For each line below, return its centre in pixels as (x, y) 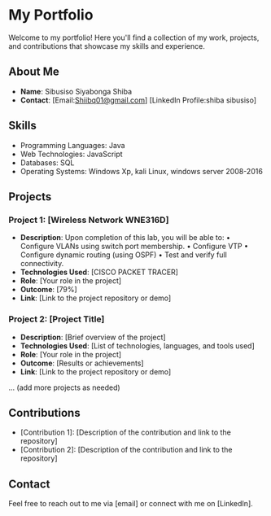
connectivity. (42, 264)
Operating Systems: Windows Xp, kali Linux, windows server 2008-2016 (141, 171)
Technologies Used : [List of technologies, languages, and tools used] (137, 345)
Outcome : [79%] (48, 290)
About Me (34, 72)
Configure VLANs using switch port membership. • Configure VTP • (134, 247)
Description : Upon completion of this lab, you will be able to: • (125, 238)
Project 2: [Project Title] (57, 319)
